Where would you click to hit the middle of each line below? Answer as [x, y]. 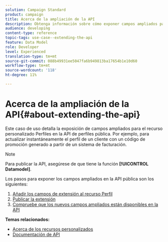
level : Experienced [25, 51]
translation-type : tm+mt [31, 56]
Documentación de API [36, 234]
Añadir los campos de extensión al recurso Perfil [62, 193]
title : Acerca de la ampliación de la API [50, 19]
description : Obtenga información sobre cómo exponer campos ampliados [81, 24]
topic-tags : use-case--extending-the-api [49, 38]
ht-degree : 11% [21, 75]
